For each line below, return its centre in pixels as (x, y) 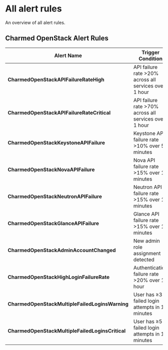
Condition (150, 58)
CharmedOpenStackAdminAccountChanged (62, 250)
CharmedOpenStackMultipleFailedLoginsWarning (68, 304)
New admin (146, 240)
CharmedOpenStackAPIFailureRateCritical (59, 112)
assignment (147, 253)
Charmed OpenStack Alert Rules (57, 38)
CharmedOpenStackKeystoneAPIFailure (56, 142)
